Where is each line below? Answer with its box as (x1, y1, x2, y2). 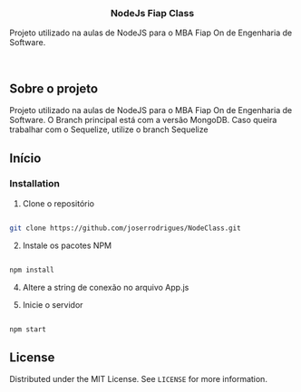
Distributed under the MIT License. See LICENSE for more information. (9, 374, 267, 385)
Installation (9, 177, 61, 190)
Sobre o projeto (9, 81, 98, 96)
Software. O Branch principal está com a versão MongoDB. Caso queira (9, 115, 277, 126)
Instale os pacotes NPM (22, 240, 112, 251)
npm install (9, 265, 54, 274)
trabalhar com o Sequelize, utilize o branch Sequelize (9, 124, 209, 135)
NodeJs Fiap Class (110, 6, 195, 19)
